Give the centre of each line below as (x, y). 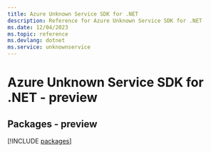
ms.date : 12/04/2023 (38, 27)
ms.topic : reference (38, 34)
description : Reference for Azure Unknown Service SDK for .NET (105, 21)
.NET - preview (52, 98)
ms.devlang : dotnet (36, 41)
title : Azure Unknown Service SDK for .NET (73, 14)
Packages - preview (52, 124)
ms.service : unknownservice (49, 47)
